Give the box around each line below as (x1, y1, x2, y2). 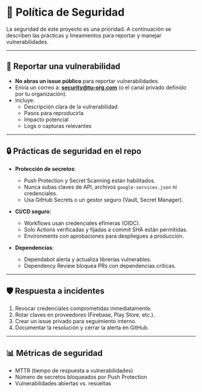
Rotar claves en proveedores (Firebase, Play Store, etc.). (14, 311, 155, 318)
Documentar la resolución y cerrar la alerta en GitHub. (14, 324, 149, 331)
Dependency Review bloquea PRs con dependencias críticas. (23, 262, 176, 269)
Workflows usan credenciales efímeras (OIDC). (23, 220, 141, 227)
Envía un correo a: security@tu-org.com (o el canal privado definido (14, 84, 186, 91)
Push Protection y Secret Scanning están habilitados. (23, 177, 156, 184)
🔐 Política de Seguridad (6, 5, 125, 19)
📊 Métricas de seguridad (6, 348, 103, 358)
